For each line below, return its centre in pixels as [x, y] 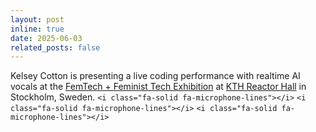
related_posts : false [55, 47]
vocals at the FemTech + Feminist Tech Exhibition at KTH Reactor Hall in [158, 87]
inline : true [37, 29]
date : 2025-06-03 [46, 38]
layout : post [37, 19]
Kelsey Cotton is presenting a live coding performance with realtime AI [155, 76]
